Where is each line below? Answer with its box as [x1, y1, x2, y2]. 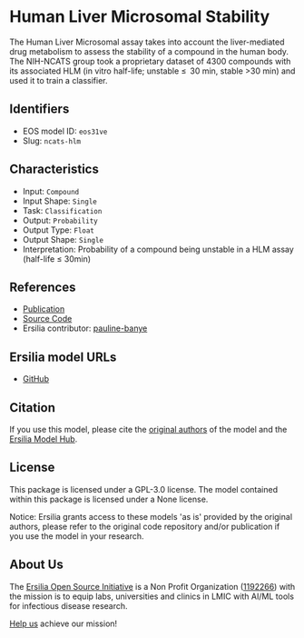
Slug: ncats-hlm [22, 135, 82, 146]
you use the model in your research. [9, 530, 144, 542]
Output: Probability [22, 214, 98, 225]
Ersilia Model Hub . [9, 434, 78, 444]
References [9, 279, 76, 294]
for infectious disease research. [9, 600, 129, 611]
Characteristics [9, 162, 100, 177]
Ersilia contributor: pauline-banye [22, 323, 148, 334]
